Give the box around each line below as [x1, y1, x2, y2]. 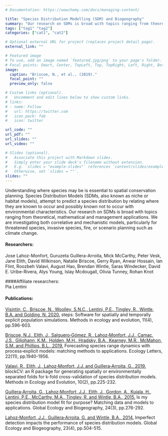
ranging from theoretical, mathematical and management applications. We [5, 214, 158, 220]
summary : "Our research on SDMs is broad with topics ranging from [5, 21, 149, 26]
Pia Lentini [5, 284, 27, 290]
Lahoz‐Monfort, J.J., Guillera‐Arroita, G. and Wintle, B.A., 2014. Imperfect [5, 414, 155, 420]
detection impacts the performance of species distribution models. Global [5, 420, 157, 426]
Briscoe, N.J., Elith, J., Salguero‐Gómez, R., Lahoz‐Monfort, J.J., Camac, [5, 332, 153, 338]
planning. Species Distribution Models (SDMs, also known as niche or [5, 193, 148, 199]
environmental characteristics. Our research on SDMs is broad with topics [5, 209, 157, 215]
